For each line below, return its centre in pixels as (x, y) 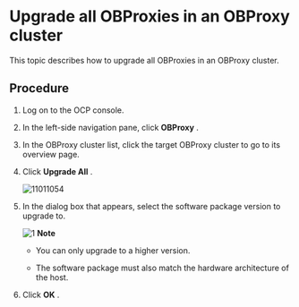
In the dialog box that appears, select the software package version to (151, 206)
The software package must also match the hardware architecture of (162, 268)
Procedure (39, 88)
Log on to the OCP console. (73, 110)
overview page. (51, 154)
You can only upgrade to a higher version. (113, 250)
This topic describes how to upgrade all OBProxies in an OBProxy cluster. (144, 60)
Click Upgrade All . (57, 171)
